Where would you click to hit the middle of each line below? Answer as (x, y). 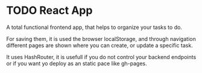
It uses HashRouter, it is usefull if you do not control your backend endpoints (101, 57)
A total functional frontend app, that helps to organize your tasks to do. (94, 27)
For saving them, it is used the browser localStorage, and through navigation (101, 39)
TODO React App (49, 11)
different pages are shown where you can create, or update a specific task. (99, 45)
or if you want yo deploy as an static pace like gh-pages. (77, 63)
